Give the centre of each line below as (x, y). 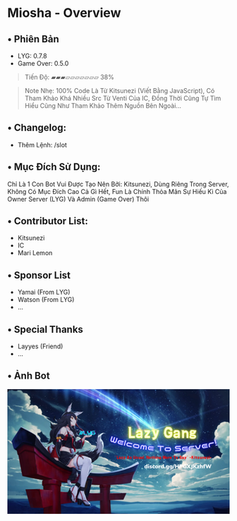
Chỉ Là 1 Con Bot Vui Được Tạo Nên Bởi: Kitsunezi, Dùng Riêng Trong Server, (118, 184)
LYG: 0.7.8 (32, 56)
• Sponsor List (39, 275)
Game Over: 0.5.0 (43, 63)
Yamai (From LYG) (44, 292)
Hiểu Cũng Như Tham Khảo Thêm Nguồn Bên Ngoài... (103, 106)
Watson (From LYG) (46, 300)
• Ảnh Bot (29, 376)
